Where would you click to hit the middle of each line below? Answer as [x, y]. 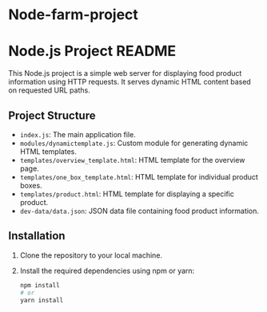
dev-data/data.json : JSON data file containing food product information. [139, 211]
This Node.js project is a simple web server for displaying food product [125, 73]
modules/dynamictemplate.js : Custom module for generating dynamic [134, 143]
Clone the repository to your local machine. [91, 255]
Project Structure [52, 115]
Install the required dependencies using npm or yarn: [107, 271]
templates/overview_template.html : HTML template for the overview [132, 160]
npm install [40, 285]
